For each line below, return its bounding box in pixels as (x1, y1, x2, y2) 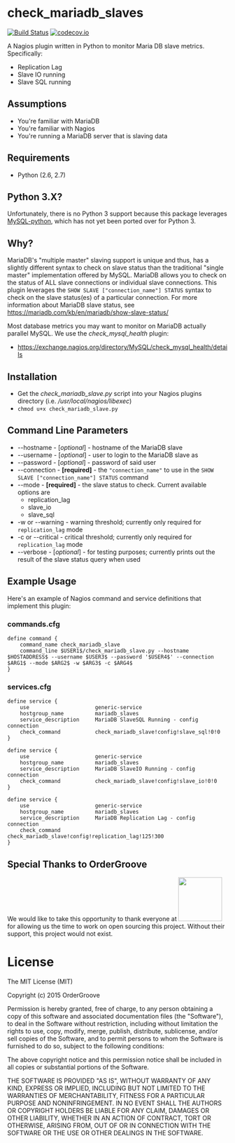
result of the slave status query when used (17, 555, 141, 563)
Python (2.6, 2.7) (17, 171, 66, 179)
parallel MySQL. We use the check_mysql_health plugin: (7, 329, 169, 338)
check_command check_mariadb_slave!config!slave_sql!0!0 (20, 729, 220, 736)
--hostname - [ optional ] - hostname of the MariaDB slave (17, 443, 183, 451)
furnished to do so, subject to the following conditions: (7, 1041, 164, 1050)
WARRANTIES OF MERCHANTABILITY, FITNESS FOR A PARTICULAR (7, 1091, 205, 1099)
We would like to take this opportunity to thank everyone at (7, 915, 177, 923)
